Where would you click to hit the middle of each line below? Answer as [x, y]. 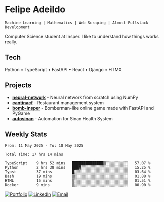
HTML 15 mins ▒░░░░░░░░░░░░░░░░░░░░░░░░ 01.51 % [78, 181]
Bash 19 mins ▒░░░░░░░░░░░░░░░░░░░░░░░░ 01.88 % [78, 176]
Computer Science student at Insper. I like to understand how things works [82, 36]
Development [17, 27]
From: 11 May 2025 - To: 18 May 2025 [44, 146]
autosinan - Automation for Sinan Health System [63, 118]
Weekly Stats [26, 134]
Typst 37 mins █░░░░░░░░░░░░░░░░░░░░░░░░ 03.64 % [78, 172]
